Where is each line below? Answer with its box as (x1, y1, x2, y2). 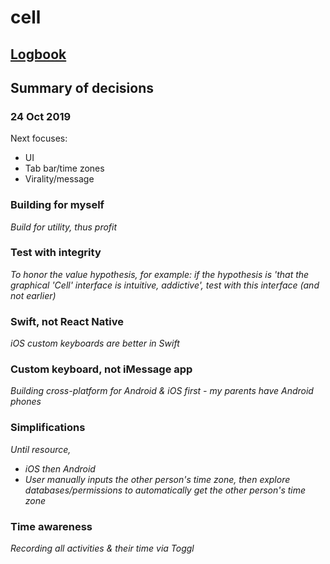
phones (10, 396, 42, 408)
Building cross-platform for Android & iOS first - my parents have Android (10, 385, 314, 397)
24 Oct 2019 (10, 109, 72, 123)
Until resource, (10, 443, 72, 455)
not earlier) (10, 289, 57, 301)
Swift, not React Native (10, 314, 124, 328)
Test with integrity (10, 246, 102, 260)
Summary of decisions (10, 79, 155, 96)
